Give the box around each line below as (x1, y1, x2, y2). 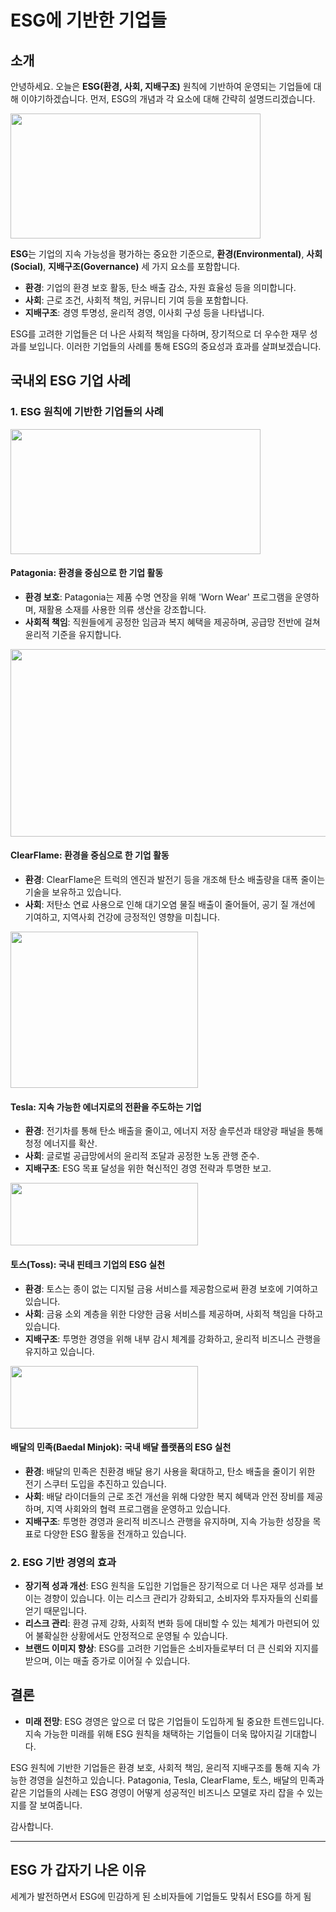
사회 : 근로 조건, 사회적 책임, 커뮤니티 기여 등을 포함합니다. (24, 294, 249, 306)
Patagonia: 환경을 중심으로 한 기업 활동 (10, 567, 164, 579)
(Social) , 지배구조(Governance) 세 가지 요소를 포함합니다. (10, 261, 241, 272)
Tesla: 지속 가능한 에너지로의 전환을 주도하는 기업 (10, 1101, 202, 1113)
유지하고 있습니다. (24, 1345, 95, 1357)
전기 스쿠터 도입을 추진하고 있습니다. (24, 1477, 167, 1490)
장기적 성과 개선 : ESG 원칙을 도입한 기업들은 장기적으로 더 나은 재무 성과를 (24, 1580, 314, 1591)
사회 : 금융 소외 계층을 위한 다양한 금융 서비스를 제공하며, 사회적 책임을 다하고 (24, 1307, 324, 1320)
